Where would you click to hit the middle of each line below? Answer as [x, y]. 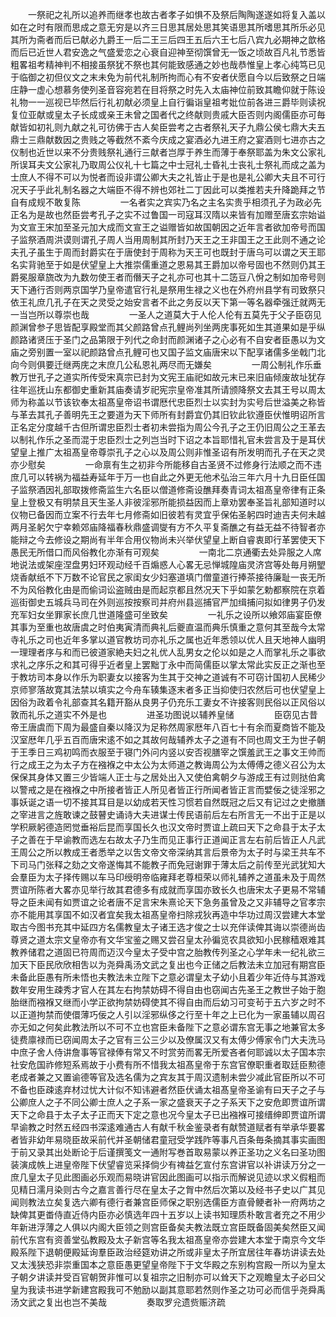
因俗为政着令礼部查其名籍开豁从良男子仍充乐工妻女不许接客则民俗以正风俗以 [168, 702]
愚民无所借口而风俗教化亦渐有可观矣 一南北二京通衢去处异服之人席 [166, 552]
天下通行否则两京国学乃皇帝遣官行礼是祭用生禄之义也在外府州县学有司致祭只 [168, 289]
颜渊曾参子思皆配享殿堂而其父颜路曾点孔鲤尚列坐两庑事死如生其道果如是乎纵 [168, 327]
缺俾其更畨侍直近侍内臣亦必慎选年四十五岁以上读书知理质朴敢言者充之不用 [163, 1214]
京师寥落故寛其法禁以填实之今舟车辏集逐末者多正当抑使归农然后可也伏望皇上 [168, 689]
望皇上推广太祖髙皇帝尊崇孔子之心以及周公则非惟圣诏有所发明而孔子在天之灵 [168, 452]
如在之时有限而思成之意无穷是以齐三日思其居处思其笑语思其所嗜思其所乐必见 [168, 27]
